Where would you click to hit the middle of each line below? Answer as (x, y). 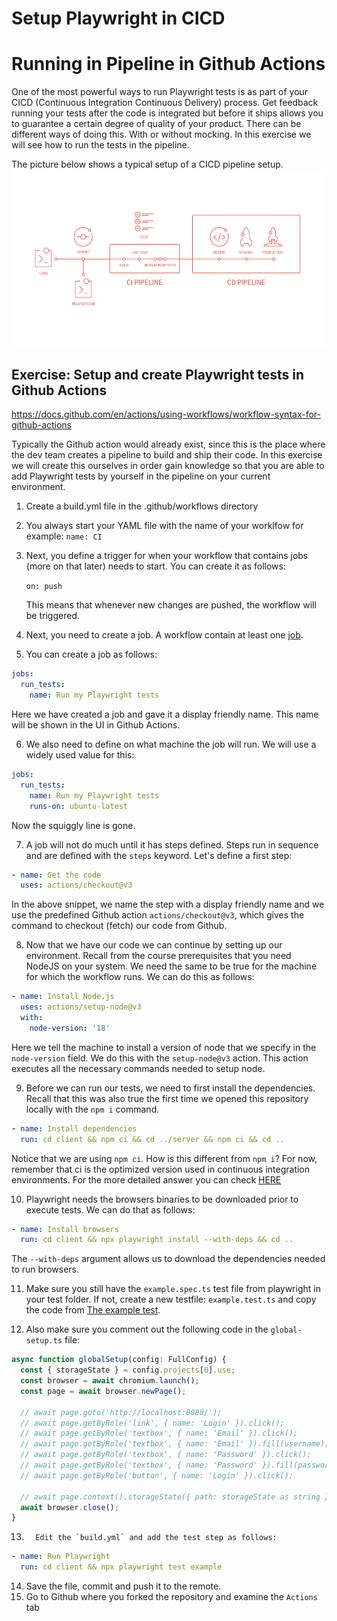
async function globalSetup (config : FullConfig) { (119, 1360)
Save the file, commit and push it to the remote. (123, 1586)
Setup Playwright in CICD (118, 18)
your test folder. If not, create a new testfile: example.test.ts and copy (171, 1299)
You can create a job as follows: (91, 654)
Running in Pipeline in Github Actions (168, 64)
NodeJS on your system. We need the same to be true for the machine (171, 966)
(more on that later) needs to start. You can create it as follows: (155, 566)
